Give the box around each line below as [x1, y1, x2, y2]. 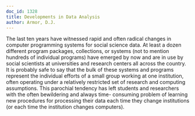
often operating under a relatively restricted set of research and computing [6, 79, 186, 86]
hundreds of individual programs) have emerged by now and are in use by [6, 54, 183, 61]
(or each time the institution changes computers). [6, 103, 125, 111]
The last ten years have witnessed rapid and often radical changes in [6, 36, 172, 43]
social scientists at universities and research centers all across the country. [6, 60, 186, 67]
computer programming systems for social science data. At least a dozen [6, 41, 182, 48]
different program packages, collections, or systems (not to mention [6, 48, 169, 55]
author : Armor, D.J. [6, 19, 56, 25]
